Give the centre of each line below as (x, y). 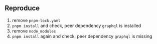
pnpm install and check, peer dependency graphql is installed (76, 25)
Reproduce (22, 8)
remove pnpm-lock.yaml (36, 20)
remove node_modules (34, 31)
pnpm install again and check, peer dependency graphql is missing (82, 36)
